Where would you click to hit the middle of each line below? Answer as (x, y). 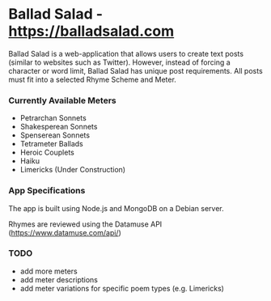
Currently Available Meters (62, 100)
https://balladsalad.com (91, 31)
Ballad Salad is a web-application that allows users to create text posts (126, 53)
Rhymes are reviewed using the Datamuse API (85, 224)
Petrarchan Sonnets (53, 118)
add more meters (49, 271)
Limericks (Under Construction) (73, 170)
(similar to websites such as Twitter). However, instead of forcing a (119, 62)
